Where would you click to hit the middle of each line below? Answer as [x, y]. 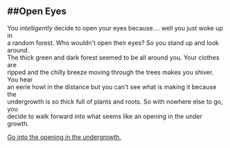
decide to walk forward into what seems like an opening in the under [105, 116]
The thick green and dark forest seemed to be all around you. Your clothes [113, 57]
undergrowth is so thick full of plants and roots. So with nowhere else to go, [115, 101]
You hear [20, 80]
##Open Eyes [37, 11]
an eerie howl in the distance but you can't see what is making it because [112, 86]
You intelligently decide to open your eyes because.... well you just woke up [115, 28]
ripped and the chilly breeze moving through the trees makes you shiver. [110, 72]
